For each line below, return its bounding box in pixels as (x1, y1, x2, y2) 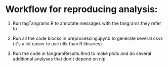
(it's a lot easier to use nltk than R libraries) (12, 40, 102, 46)
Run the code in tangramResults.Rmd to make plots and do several (12, 50, 152, 56)
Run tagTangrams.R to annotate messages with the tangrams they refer (12, 20, 161, 26)
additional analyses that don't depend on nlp (12, 55, 106, 61)
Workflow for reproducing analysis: (5, 4, 158, 15)
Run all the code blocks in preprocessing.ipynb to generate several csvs (12, 35, 163, 41)
